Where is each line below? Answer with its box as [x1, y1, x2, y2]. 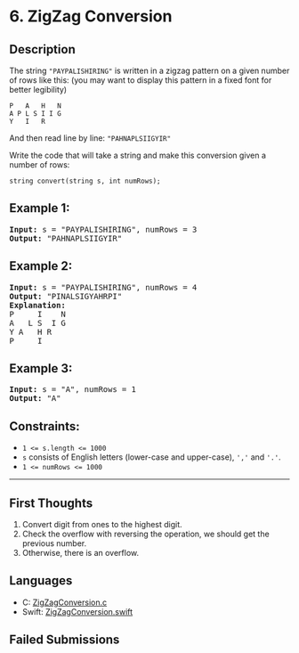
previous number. [21, 538, 87, 549]
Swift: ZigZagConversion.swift [21, 606, 133, 616]
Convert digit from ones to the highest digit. [21, 519, 182, 530]
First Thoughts [9, 495, 93, 510]
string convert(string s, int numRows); [9, 176, 162, 185]
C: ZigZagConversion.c [21, 597, 108, 608]
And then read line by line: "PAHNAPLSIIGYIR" [9, 133, 172, 143]
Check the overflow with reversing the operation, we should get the [21, 528, 270, 540]
